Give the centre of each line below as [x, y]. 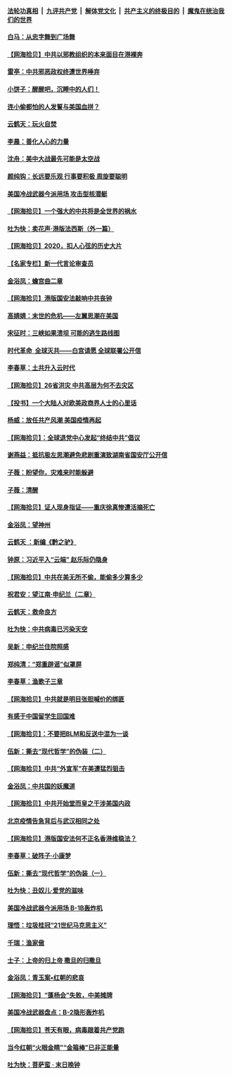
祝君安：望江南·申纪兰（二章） [52, 594]
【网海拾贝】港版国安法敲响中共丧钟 [60, 298]
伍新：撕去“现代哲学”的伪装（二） [57, 751]
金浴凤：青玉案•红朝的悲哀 [46, 978]
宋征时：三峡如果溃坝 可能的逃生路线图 [64, 333]
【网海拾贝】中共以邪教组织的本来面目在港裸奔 [75, 54]
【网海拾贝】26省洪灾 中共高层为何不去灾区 [71, 385]
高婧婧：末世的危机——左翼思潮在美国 [63, 315]
